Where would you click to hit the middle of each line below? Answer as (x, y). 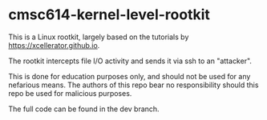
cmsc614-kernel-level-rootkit (109, 15)
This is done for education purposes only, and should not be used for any (129, 76)
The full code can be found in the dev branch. (84, 109)
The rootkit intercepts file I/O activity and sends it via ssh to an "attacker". (130, 61)
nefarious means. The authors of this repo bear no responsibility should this (133, 85)
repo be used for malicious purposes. (70, 93)
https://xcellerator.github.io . (54, 45)
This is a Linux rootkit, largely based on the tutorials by (99, 37)
